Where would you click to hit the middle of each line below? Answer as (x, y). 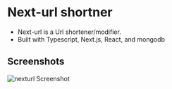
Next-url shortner (60, 12)
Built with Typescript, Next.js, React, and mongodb (91, 39)
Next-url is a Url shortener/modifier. (69, 32)
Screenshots (36, 62)
